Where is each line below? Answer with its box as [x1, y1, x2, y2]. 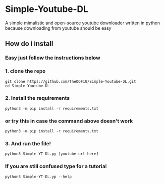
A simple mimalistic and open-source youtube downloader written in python [5, 20, 160, 26]
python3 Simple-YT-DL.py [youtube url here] [5, 151, 99, 157]
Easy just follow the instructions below [5, 55, 101, 61]
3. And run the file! [5, 140, 51, 147]
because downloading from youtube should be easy [5, 25, 111, 31]
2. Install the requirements [5, 95, 70, 102]
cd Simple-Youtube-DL [5, 83, 50, 88]
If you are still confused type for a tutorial [5, 163, 107, 170]
